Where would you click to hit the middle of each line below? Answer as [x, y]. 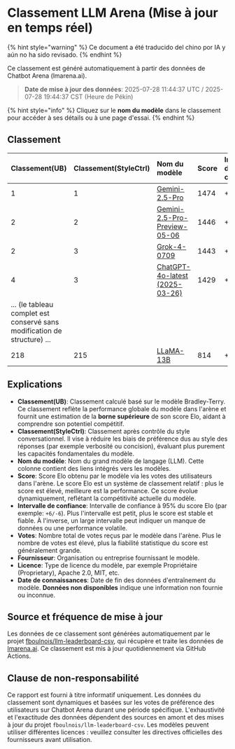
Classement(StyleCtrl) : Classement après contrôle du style [104, 431]
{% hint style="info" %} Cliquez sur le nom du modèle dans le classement [114, 110]
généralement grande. [49, 550]
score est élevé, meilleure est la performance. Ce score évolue [107, 490]
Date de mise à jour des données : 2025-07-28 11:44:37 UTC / [114, 89]
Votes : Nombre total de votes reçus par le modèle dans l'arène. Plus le [119, 535]
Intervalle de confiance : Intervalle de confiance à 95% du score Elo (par [122, 505]
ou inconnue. [36, 595]
